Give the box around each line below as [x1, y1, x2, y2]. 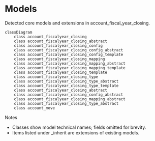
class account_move [14, 105, 55, 110]
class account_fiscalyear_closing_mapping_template [14, 65, 126, 70]
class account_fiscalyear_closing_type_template [14, 83, 119, 88]
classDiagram [5, 30, 33, 35]
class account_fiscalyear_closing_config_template [14, 52, 123, 57]
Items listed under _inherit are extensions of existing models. [12, 129, 140, 135]
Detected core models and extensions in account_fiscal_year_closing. [5, 20, 150, 26]
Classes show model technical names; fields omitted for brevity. [12, 124, 146, 130]
